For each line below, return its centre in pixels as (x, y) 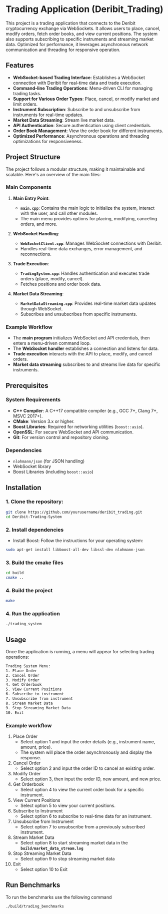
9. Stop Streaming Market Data (38, 708)
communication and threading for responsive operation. (63, 50)
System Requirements (33, 400)
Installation (23, 487)
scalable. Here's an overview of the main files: (53, 174)
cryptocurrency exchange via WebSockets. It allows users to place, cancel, (83, 28)
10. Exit (15, 713)
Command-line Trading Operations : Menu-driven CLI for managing (83, 88)
